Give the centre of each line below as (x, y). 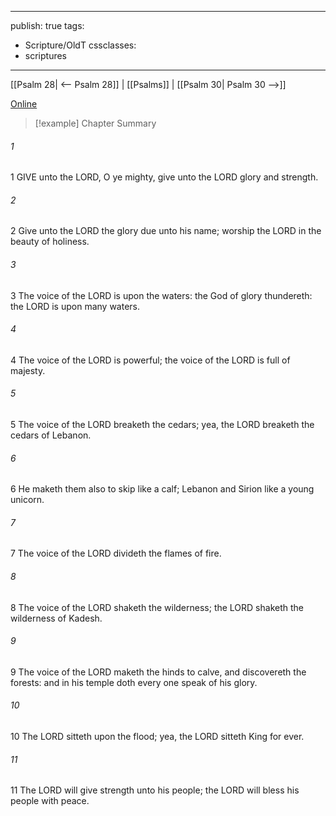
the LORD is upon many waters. (75, 306)
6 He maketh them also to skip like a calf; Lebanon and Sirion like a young (162, 489)
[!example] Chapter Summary (95, 123)
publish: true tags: (47, 25)
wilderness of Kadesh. (56, 618)
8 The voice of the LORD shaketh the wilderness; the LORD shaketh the (157, 607)
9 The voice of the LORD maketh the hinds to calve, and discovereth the (158, 672)
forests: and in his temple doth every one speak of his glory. (134, 682)
